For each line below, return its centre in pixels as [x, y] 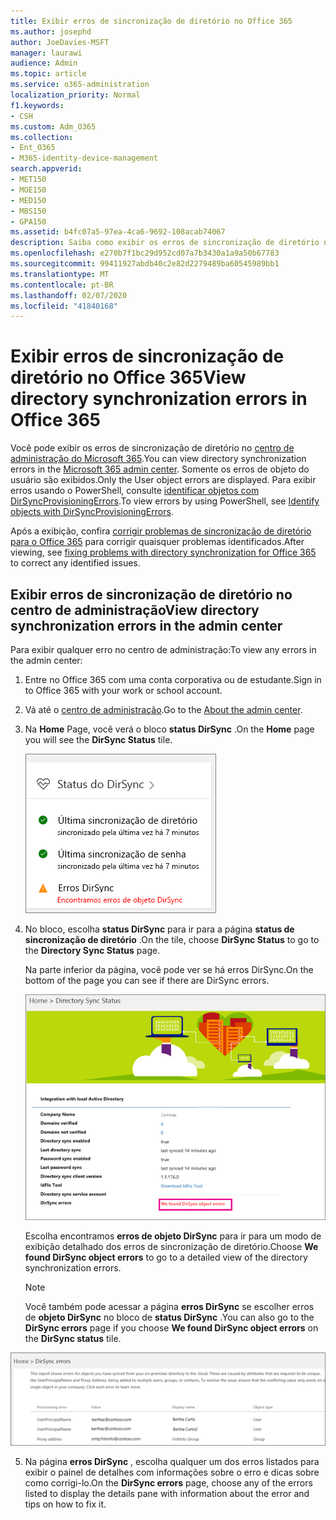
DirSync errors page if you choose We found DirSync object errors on [171, 1328]
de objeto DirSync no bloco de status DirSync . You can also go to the [169, 1317]
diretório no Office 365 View [128, 377]
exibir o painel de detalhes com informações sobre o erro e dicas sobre [172, 1472]
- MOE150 [28, 190]
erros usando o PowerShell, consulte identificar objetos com [135, 491]
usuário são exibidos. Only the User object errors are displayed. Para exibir [163, 480]
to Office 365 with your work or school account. [123, 690]
